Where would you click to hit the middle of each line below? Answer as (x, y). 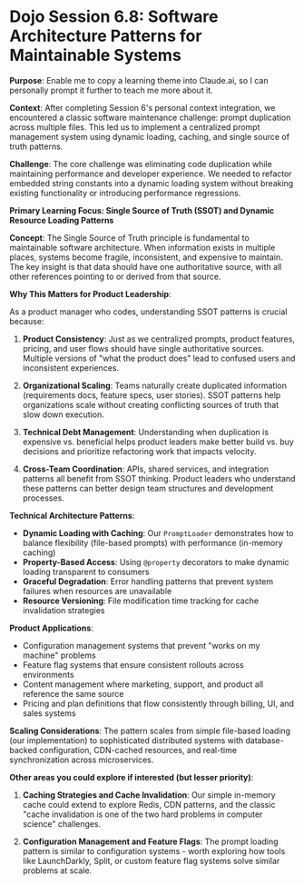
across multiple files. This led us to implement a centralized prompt (135, 127)
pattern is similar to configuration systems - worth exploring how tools (154, 850)
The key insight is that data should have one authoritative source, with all (146, 266)
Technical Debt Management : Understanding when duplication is (146, 432)
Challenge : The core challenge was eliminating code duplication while (141, 164)
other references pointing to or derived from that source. (115, 276)
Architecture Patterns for (106, 36)
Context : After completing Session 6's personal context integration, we (142, 107)
